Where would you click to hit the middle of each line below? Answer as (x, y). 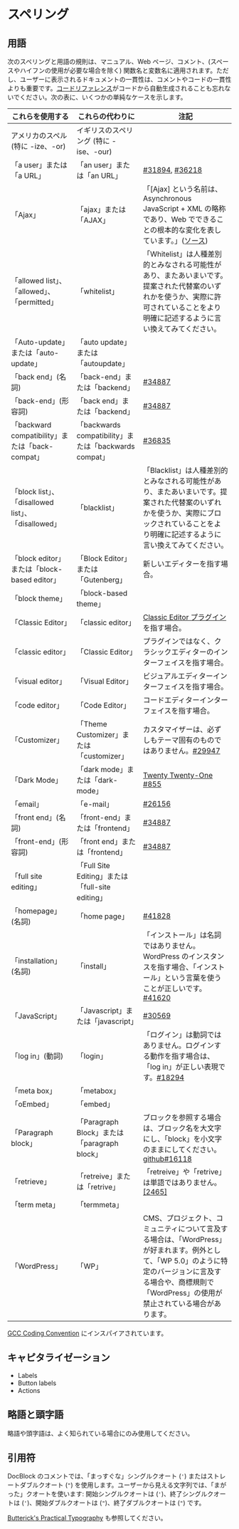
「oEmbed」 (32, 1104)
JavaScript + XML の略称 (185, 209)
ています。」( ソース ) (176, 241)
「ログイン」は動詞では (182, 1035)
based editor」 (36, 580)
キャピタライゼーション (59, 1358)
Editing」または (102, 876)
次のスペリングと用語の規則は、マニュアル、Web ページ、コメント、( (109, 62)
